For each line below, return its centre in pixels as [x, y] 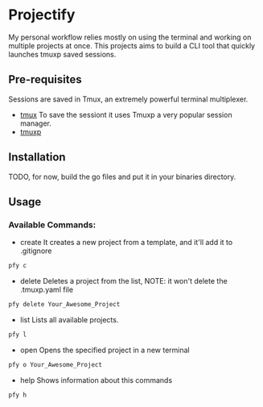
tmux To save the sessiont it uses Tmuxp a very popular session [126, 114]
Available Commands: [52, 225]
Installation [37, 158]
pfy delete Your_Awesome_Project [64, 305]
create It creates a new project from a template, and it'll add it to [126, 243]
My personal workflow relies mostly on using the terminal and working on [130, 37]
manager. [36, 123]
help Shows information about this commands [96, 380]
